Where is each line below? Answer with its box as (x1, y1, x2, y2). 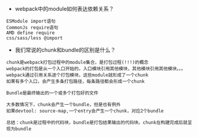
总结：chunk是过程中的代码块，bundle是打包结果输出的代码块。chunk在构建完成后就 (6, 120, 188, 126)
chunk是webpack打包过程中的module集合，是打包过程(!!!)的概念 (6, 59, 149, 65)
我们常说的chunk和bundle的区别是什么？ (14, 47, 116, 53)
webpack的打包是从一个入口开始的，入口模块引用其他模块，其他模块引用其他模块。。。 (6, 66, 186, 72)
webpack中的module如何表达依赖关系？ (14, 5, 115, 12)
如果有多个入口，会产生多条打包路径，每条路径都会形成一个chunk (6, 78, 145, 84)
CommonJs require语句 (6, 25, 59, 31)
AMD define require (6, 30, 55, 36)
